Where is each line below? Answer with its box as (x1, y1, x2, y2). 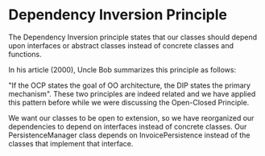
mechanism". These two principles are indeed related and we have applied (8, 88, 256, 98)
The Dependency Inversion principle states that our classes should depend (8, 32, 258, 42)
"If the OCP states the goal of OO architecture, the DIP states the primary (8, 80, 251, 90)
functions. (8, 49, 42, 59)
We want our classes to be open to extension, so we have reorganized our (8, 113, 255, 122)
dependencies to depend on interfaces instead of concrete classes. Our (8, 121, 247, 131)
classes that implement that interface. (8, 138, 134, 148)
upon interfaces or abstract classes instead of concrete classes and (8, 40, 234, 50)
